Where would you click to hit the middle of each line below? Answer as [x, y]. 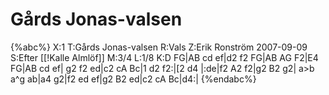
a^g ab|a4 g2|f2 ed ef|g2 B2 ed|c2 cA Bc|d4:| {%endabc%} [133, 79]
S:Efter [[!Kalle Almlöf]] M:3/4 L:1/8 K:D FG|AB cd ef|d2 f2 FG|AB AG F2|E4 [164, 57]
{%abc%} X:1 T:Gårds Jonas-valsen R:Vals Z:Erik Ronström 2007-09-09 [159, 47]
